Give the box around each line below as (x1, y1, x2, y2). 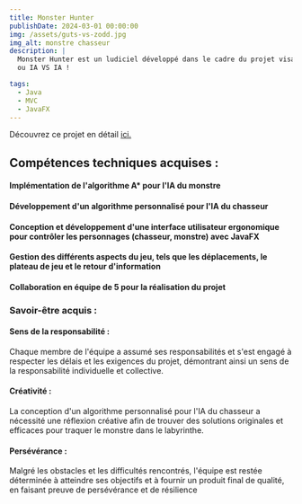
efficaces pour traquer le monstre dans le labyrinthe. (9, 425, 204, 436)
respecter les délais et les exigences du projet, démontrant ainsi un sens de (9, 356, 289, 367)
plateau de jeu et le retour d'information (9, 261, 162, 272)
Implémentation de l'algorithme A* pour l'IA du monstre (9, 181, 221, 191)
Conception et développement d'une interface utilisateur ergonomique (9, 221, 280, 232)
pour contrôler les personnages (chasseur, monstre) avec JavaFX (9, 231, 260, 242)
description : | (9, 47, 67, 56)
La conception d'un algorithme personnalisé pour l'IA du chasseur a (9, 406, 261, 417)
